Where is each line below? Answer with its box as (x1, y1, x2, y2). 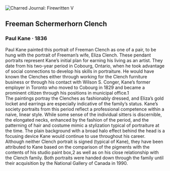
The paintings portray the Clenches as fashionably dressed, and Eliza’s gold (5, 95, 164, 101)
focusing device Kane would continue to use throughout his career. (5, 133, 146, 139)
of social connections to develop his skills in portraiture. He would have (5, 68, 154, 74)
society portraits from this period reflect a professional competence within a (5, 106, 164, 112)
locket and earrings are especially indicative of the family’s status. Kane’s (5, 100, 158, 106)
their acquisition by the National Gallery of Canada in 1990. (5, 160, 128, 166)
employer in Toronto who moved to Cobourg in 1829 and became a (5, 84, 145, 91)
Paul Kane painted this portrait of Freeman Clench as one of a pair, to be (5, 46, 156, 52)
